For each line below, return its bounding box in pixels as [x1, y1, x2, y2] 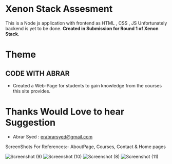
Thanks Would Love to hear [5, 106, 125, 118]
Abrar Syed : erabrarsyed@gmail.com [12, 133, 93, 139]
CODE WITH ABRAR [5, 69, 70, 78]
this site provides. [12, 88, 50, 94]
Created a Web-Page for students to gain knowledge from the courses [12, 82, 162, 88]
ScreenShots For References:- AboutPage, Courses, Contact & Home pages [5, 144, 166, 150]
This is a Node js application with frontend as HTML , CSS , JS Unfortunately [5, 20, 167, 26]
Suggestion [5, 117, 55, 128]
